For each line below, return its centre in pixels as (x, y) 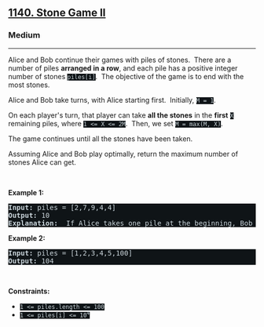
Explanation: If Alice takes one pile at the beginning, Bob (130, 223)
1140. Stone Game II (57, 13)
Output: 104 (31, 261)
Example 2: (27, 238)
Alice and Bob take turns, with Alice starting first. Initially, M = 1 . (112, 100)
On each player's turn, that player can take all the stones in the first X (121, 115)
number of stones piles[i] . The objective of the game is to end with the (126, 76)
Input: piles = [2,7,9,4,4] (62, 207)
